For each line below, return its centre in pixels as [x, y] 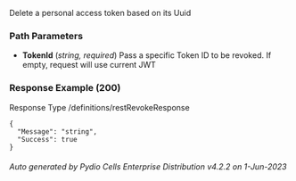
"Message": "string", [58, 132]
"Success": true [47, 139]
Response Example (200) [65, 88]
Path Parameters [46, 36]
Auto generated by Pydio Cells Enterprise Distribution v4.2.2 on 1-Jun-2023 [148, 167]
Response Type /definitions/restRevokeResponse [99, 107]
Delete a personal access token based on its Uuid [100, 13]
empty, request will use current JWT [89, 65]
